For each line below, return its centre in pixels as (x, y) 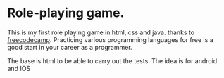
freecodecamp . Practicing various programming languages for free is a (110, 39)
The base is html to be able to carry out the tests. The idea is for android (112, 60)
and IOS (19, 68)
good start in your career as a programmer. (70, 47)
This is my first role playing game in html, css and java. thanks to (101, 32)
